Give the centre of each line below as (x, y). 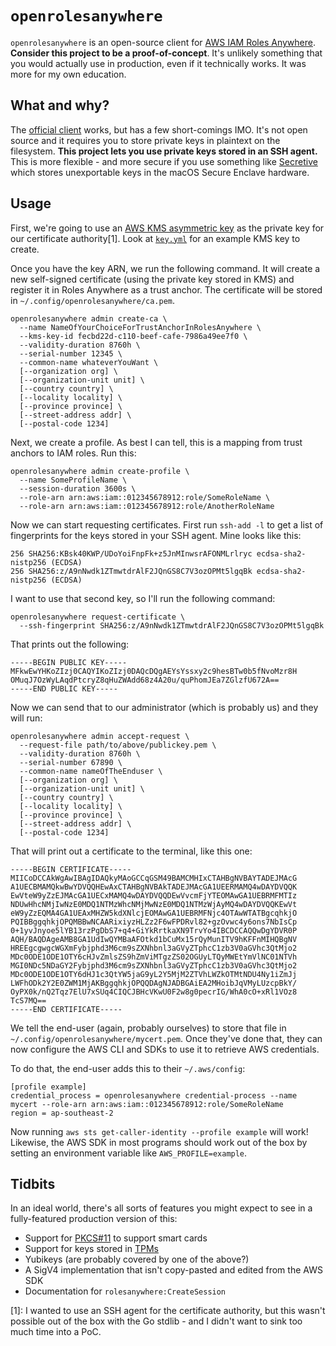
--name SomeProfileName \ (73, 480)
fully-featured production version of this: (94, 1219)
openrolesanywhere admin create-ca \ (89, 318)
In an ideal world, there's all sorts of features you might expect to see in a (161, 1208)
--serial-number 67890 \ (71, 762)
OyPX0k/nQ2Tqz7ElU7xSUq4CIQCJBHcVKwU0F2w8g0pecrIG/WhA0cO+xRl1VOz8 (154, 992)
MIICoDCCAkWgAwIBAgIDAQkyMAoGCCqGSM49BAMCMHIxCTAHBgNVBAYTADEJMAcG (154, 878)
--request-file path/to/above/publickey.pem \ (118, 745)
